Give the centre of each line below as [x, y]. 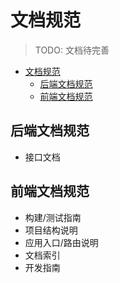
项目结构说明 [51, 230]
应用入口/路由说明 [61, 242]
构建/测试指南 [53, 217]
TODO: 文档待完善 [72, 50]
